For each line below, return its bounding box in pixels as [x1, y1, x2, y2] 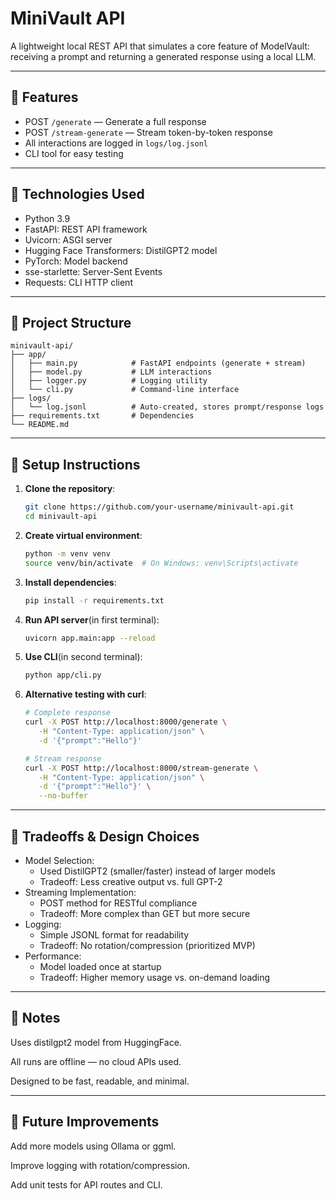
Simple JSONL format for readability [39, 929, 190, 941]
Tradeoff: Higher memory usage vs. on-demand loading [39, 972, 271, 983]
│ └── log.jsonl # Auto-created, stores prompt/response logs [10, 402, 325, 412]
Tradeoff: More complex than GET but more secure [39, 908, 251, 919]
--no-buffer [38, 791, 89, 801]
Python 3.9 [24, 212, 71, 224]
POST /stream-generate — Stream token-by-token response [24, 126, 273, 138]
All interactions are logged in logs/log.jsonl [24, 137, 208, 149]
